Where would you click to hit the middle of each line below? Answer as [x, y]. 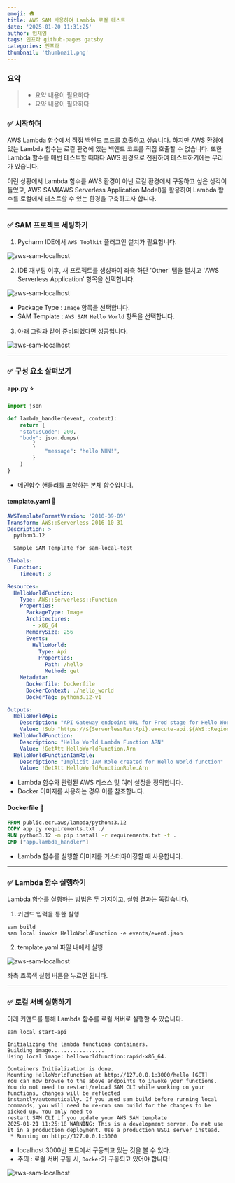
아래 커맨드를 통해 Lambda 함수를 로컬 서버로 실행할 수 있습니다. [95, 1019]
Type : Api [53, 651]
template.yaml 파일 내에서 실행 [60, 947]
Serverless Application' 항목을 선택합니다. [76, 279]
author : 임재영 [27, 33]
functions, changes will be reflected [64, 1093]
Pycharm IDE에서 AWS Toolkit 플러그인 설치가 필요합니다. [97, 241]
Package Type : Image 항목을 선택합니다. [74, 307]
